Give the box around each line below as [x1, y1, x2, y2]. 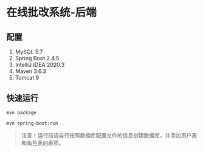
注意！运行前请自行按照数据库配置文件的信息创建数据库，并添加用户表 [21, 131, 198, 139]
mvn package [6, 109, 36, 116]
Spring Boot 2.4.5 [15, 55, 60, 61]
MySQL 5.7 [15, 48, 43, 55]
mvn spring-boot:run [6, 120, 59, 126]
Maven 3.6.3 [15, 67, 47, 75]
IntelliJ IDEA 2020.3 [15, 61, 65, 68]
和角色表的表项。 [21, 139, 64, 147]
